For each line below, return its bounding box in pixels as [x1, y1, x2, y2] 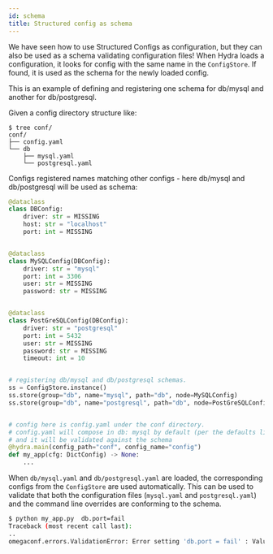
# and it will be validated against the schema [8, 435, 173, 444]
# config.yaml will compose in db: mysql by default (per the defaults [8, 428, 256, 436]
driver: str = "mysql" [23, 265, 100, 273]
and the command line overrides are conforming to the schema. [8, 499, 222, 509]
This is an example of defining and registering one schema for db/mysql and [8, 83, 264, 93]
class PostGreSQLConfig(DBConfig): [8, 317, 129, 325]
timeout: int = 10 [23, 354, 85, 362]
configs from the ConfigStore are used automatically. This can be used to [8, 482, 254, 491]
